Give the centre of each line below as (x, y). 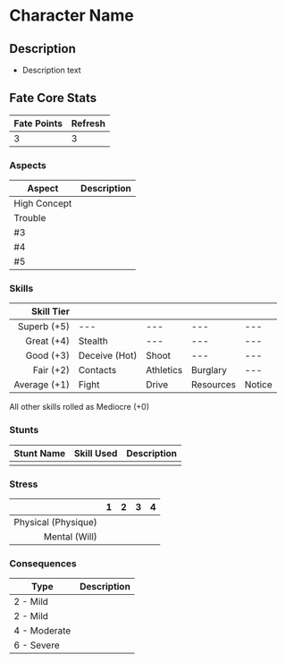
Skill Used (96, 453)
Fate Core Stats (53, 98)
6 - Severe (37, 645)
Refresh (88, 123)
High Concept (43, 204)
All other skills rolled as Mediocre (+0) (80, 407)
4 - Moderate (42, 631)
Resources (214, 385)
